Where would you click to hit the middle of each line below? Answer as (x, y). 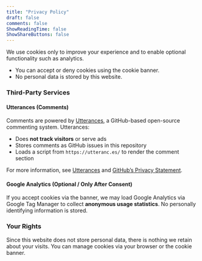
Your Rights (24, 226)
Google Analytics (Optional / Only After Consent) (69, 184)
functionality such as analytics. (45, 59)
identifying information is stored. (47, 210)
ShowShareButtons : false (38, 35)
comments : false (27, 23)
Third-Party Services (38, 93)
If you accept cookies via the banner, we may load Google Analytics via (96, 198)
